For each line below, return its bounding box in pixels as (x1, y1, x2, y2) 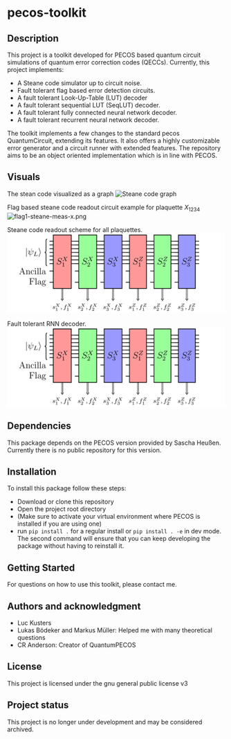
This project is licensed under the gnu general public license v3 (7, 679, 188, 687)
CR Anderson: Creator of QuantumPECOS (17, 641, 136, 649)
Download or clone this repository (17, 497, 114, 506)
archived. (7, 725, 34, 733)
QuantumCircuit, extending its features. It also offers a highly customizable (7, 136, 220, 145)
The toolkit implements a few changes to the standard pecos (7, 130, 180, 137)
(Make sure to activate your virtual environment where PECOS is (17, 513, 201, 521)
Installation (7, 466, 57, 477)
